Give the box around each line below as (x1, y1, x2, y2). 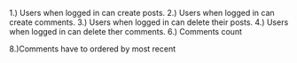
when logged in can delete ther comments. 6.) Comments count (9, 27, 242, 36)
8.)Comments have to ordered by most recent (9, 43, 176, 54)
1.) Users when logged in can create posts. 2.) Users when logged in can (9, 8, 275, 18)
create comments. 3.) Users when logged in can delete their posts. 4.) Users (9, 17, 289, 28)
